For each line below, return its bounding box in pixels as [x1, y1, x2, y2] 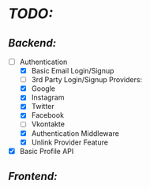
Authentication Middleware [31, 128, 120, 138]
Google [31, 84, 55, 93]
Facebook [31, 111, 65, 120]
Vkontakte [31, 119, 66, 129]
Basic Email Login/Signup [31, 66, 114, 76]
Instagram [31, 92, 65, 103]
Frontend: [8, 170, 58, 183]
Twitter [31, 102, 55, 111]
